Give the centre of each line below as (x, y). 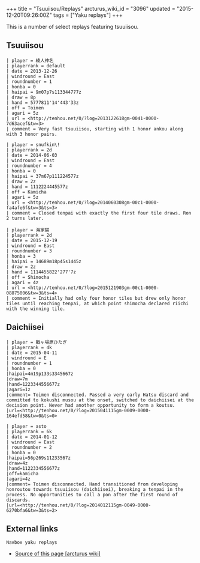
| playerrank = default (36, 65)
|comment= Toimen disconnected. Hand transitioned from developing (92, 484)
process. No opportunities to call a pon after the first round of (92, 495)
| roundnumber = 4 (29, 166)
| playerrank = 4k (29, 347)
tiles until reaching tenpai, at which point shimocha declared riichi (97, 303)
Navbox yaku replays (32, 543)
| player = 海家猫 (28, 230)
